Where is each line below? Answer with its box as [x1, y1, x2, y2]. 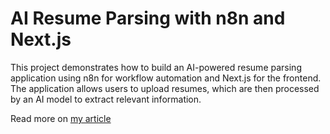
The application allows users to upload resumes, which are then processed [10, 82, 320, 94]
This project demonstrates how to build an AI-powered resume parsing [10, 61, 302, 73]
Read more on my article [10, 112, 112, 124]
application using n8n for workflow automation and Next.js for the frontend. [10, 72, 322, 84]
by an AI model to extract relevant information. [10, 93, 202, 105]
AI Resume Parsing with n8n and [10, 7, 286, 30]
